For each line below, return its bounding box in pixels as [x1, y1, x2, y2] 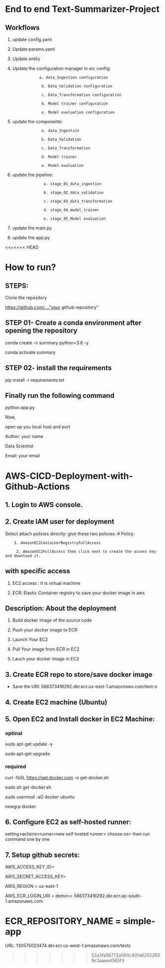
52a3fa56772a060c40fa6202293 [91, 952, 160, 959]
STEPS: [5, 281, 29, 290]
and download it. [5, 553, 41, 558]
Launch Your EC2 [12, 637, 48, 643]
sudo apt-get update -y [5, 741, 53, 747]
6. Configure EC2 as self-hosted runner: [5, 818, 131, 827]
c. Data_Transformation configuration [41, 93, 121, 98]
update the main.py [12, 225, 52, 231]
